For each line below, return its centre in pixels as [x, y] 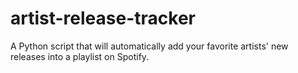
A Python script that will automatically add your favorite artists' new [149, 46]
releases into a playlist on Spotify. [80, 56]
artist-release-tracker [103, 18]
